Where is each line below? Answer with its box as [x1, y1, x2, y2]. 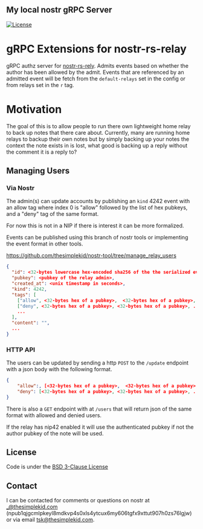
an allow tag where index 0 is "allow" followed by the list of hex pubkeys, [6, 204, 188, 211]
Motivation [6, 102, 62, 116]
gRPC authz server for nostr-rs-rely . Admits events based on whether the [6, 62, 189, 69]
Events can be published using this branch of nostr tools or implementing [6, 234, 188, 241]
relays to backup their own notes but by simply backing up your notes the [6, 135, 189, 143]
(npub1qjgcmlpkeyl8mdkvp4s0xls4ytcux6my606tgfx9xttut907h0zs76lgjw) [6, 510, 192, 517]
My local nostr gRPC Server [6, 5, 112, 15]
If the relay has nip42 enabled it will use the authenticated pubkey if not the [6, 423, 194, 430]
